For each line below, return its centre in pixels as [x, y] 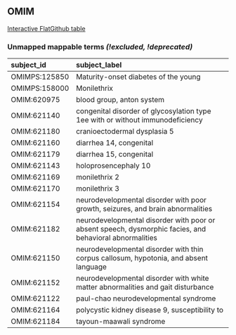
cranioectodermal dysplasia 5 [125, 132]
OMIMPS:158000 [40, 89]
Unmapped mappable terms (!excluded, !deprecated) [100, 46]
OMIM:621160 [35, 143]
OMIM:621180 [35, 132]
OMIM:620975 [35, 100]
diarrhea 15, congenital [115, 154]
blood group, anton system [120, 100]
